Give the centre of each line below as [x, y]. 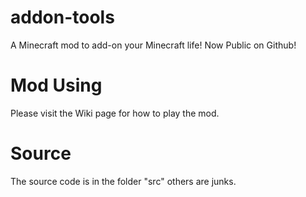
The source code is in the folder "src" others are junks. [123, 181]
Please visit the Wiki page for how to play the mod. [115, 113]
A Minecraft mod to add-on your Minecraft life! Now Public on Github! [153, 45]
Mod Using [56, 85]
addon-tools [62, 17]
